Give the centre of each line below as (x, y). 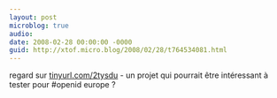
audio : (21, 34)
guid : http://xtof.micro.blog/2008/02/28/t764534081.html (118, 50)
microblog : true (39, 26)
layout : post (33, 17)
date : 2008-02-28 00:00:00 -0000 (71, 42)
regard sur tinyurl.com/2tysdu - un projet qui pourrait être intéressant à (138, 75)
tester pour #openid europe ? (63, 85)
